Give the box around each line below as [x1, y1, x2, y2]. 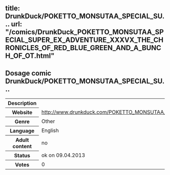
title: [5, 4, 20, 13]
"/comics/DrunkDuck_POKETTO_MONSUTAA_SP [5, 28, 164, 37]
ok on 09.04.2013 [41, 152, 86, 159]
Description [8, 100, 37, 107]
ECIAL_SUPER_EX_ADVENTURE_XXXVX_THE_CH [5, 36, 163, 45]
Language [10, 127, 34, 134]
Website [12, 109, 33, 116]
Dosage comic [5, 68, 52, 78]
